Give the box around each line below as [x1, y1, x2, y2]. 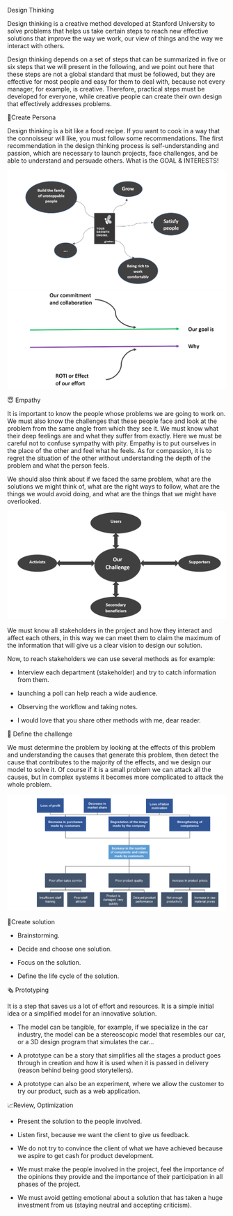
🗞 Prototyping [7, 986, 49, 994]
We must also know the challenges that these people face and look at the [7, 417, 218, 425]
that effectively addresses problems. [7, 100, 113, 107]
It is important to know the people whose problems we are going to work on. [7, 409, 226, 417]
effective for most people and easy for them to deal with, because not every [7, 77, 225, 86]
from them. [17, 675, 49, 683]
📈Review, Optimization [7, 1101, 74, 1109]
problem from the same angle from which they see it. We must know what [7, 424, 219, 432]
